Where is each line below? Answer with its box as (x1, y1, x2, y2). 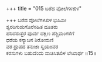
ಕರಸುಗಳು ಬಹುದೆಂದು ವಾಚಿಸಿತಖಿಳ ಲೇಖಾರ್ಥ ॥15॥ (6, 50, 97, 56)
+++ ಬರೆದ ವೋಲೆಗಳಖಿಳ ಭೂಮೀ (6, 17, 67, 23)
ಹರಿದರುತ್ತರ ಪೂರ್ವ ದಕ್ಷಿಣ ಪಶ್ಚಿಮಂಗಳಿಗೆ (6, 30, 74, 37)
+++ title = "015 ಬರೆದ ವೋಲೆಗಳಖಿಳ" (6, 5, 82, 12)
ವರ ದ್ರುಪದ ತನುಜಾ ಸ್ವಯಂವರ (6, 43, 59, 50)
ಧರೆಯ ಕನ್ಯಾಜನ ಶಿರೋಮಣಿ (6, 36, 54, 43)
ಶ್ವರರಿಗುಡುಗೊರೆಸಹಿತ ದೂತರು (6, 23, 59, 30)
